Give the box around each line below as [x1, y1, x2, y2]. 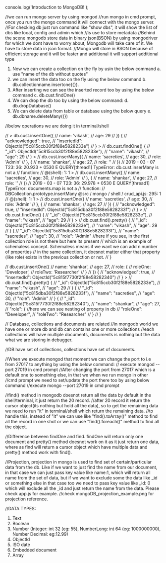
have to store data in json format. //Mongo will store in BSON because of [5, 46, 154, 51]
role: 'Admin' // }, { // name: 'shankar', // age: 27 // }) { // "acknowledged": [5, 201, 156, 207]
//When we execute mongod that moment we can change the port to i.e [5, 356, 151, 362]
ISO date [12, 542, 31, 548]
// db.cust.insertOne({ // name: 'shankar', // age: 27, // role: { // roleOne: [5, 264, 151, 270]
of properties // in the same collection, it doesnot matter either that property [5, 249, 160, 255]
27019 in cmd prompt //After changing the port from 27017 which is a [14, 367, 156, 373]
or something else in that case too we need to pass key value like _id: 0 [5, 480, 151, 486]
